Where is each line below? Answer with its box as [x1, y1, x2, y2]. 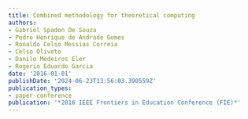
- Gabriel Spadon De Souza [8, 26, 97, 34]
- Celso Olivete [8, 48, 61, 56]
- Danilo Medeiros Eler [8, 56, 87, 63]
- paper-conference [8, 92, 72, 99]
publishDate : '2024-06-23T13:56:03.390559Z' [8, 77, 157, 85]
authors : [8, 19, 37, 27]
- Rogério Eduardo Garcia [8, 63, 93, 70]
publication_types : [8, 84, 72, 92]
